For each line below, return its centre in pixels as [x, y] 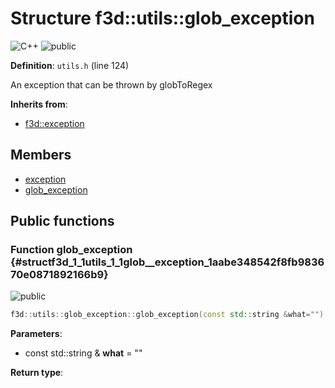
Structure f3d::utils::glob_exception [162, 18]
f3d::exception [54, 123]
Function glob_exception [71, 250]
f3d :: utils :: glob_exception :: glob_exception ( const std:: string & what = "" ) [167, 315]
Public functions [62, 221]
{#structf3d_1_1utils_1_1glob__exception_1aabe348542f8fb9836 [167, 262]
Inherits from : [39, 104]
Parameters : [36, 334]
